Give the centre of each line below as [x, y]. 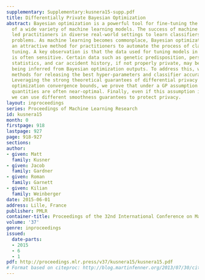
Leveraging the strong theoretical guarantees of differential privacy [105, 80]
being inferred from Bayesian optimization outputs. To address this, [103, 69]
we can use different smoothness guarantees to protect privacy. [97, 97]
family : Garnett [32, 183]
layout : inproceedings [35, 103]
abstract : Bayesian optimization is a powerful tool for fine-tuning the [102, 23]
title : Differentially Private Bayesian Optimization [76, 18]
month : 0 [17, 120]
